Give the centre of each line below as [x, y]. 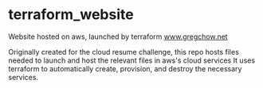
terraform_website [71, 15]
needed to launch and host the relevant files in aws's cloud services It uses [132, 60]
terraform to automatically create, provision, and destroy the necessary [125, 68]
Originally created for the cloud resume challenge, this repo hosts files [124, 52]
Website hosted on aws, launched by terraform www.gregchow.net [118, 36]
